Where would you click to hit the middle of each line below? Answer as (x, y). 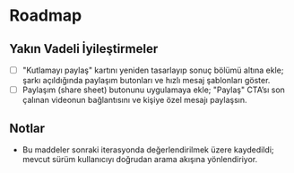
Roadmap (46, 16)
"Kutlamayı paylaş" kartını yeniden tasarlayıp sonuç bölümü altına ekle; (153, 70)
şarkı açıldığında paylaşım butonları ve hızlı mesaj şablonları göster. (146, 81)
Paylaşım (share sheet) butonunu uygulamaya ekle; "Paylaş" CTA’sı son (153, 90)
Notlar (27, 128)
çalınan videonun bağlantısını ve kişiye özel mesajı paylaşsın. (134, 100)
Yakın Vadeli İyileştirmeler (84, 49)
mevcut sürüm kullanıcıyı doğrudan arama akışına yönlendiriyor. (140, 159)
